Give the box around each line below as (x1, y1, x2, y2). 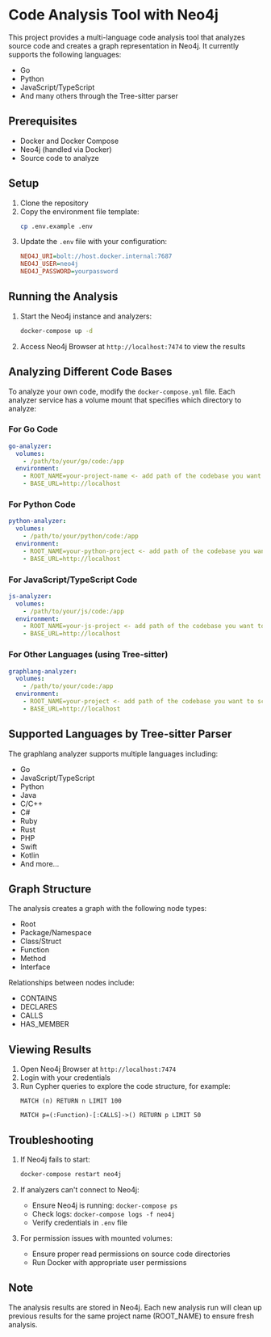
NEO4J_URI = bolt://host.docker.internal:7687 (19, 252, 173, 260)
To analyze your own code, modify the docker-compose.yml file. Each (8, 386, 236, 396)
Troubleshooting (8, 1133, 94, 1147)
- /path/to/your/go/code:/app (23, 457, 125, 466)
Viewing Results (8, 1043, 92, 1057)
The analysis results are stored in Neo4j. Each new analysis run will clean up (8, 1302, 262, 1312)
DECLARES (19, 1002, 58, 1012)
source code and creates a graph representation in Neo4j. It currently (8, 40, 240, 50)
